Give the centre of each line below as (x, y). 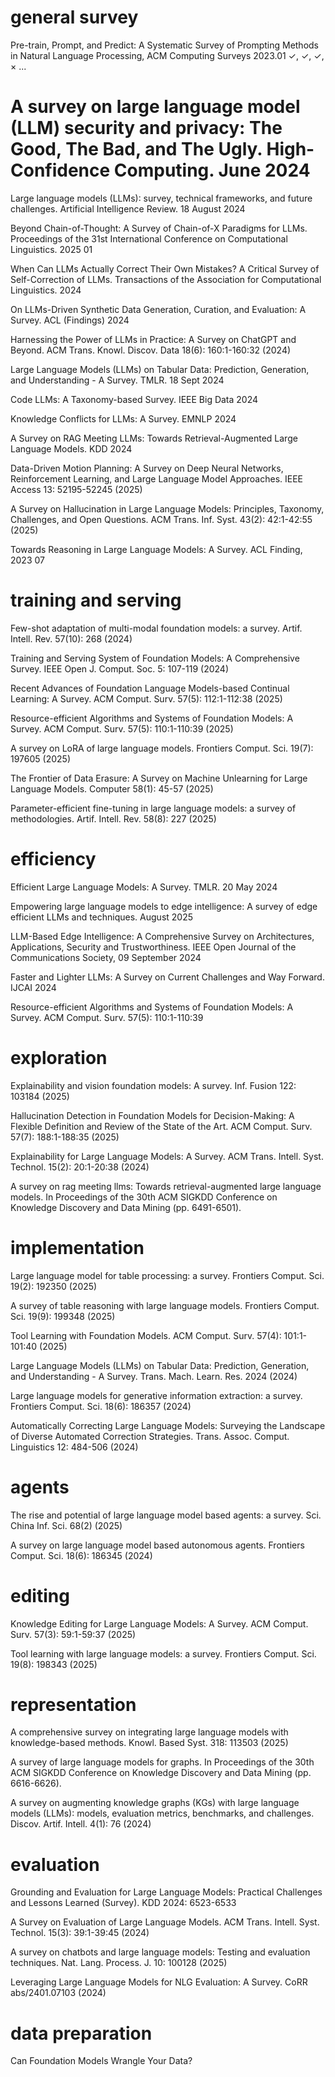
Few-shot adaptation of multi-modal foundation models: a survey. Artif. (156, 628)
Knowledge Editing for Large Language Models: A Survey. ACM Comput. (159, 1623)
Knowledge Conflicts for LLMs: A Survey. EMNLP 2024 (123, 418)
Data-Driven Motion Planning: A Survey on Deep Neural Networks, (147, 468)
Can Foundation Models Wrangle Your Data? (101, 2061)
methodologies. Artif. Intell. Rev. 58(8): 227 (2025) (113, 818)
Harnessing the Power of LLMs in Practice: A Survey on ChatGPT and (153, 339)
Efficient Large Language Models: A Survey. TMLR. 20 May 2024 (144, 887)
